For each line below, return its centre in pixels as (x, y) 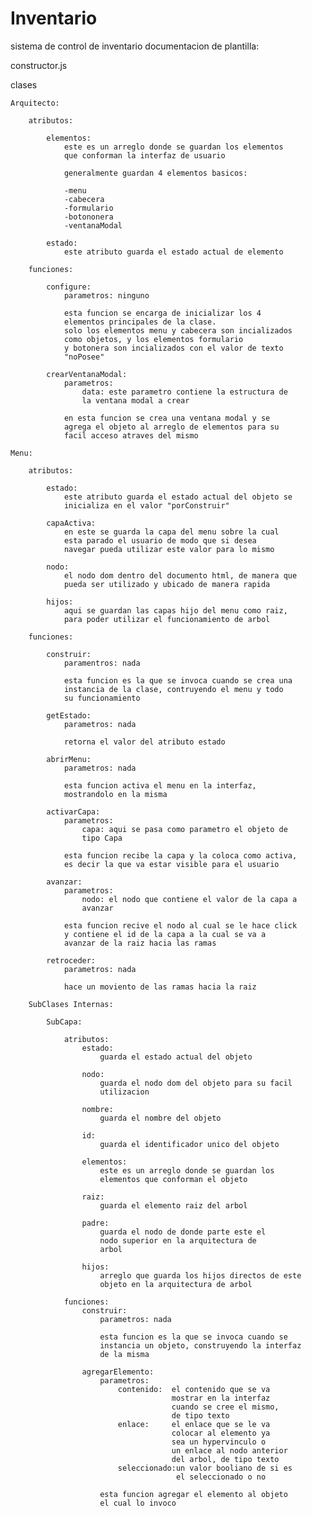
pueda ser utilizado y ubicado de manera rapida (167, 584)
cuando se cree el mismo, (225, 1407)
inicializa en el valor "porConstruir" (146, 505)
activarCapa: (73, 812)
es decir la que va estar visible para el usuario (171, 864)
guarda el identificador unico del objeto (189, 1144)
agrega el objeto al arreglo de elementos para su (171, 427)
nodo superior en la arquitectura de (178, 1240)
